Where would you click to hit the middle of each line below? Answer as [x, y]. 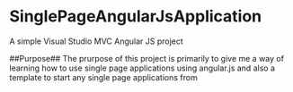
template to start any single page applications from [103, 77]
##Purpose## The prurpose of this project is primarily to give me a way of [147, 58]
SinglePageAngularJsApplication [136, 17]
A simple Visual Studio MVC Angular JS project [97, 41]
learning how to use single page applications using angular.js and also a [142, 68]
